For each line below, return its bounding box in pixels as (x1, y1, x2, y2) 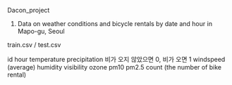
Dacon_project (7, 6, 50, 14)
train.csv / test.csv (7, 41, 61, 48)
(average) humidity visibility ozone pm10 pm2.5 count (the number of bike (7, 63, 222, 71)
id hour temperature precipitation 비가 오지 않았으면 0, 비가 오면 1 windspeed (7, 55, 226, 63)
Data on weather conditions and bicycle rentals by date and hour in (17, 20, 213, 27)
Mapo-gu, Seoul (17, 27, 65, 35)
